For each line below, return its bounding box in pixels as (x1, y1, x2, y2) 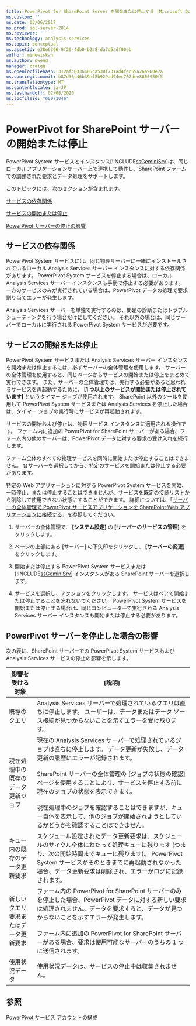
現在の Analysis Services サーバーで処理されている (37, 736, 176, 744)
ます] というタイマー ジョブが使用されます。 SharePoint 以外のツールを (10, 393, 183, 400)
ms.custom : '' (6, 14, 41, 20)
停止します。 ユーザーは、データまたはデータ (48, 708, 172, 716)
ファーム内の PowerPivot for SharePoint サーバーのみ (37, 887, 182, 895)
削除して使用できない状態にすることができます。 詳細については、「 (10, 496, 173, 503)
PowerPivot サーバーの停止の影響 (6, 222, 86, 229)
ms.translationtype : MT (6, 80, 64, 85)
